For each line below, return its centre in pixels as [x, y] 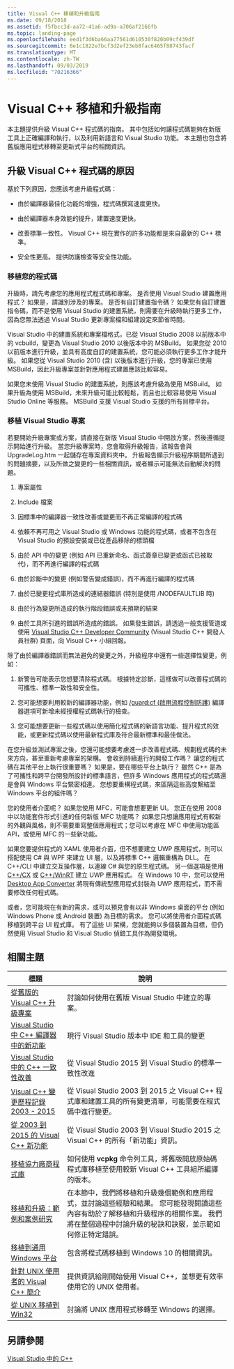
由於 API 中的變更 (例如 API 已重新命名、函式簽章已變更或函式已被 [112, 555]
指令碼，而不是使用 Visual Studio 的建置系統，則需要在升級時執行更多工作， [116, 310]
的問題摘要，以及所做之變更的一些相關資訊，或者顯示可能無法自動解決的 [111, 464]
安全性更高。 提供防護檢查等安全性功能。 [76, 257]
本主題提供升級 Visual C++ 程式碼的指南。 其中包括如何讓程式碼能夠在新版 [114, 129]
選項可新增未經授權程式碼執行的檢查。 [78, 711]
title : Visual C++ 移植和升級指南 [54, 14]
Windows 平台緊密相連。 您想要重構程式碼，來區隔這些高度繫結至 [121, 784]
